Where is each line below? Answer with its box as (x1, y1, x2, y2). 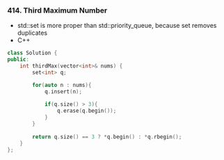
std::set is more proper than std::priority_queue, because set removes (17, 22, 217, 30)
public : (7, 56, 30, 63)
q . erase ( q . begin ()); (56, 107, 117, 115)
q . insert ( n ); (44, 88, 82, 95)
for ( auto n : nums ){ (32, 81, 92, 88)
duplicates (17, 29, 47, 37)
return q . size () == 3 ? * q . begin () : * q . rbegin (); (32, 133, 182, 141)
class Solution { (7, 49, 58, 57)
